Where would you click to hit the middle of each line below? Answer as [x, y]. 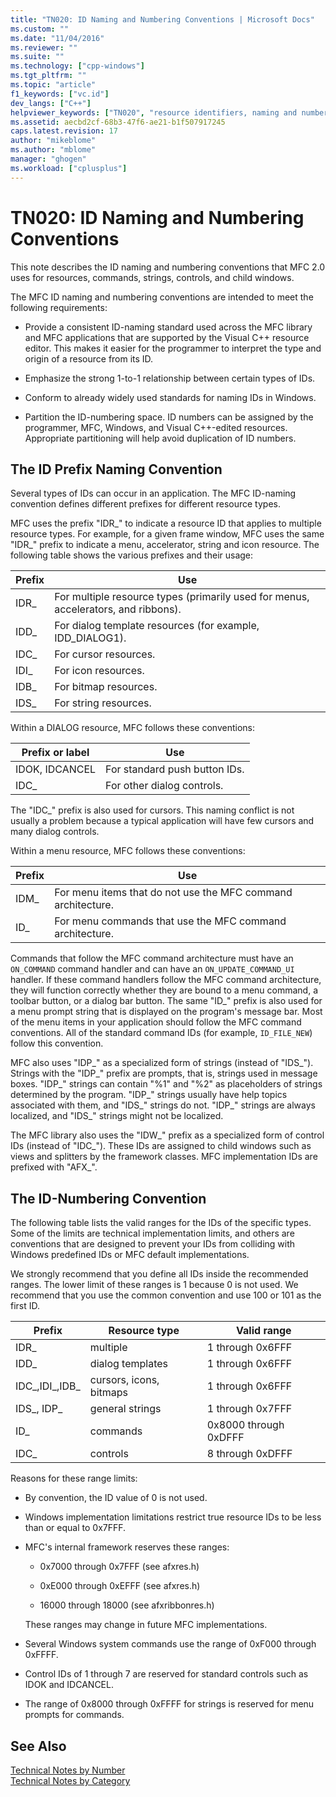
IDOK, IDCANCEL [56, 769]
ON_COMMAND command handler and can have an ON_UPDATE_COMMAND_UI [152, 969]
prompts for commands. [74, 1715]
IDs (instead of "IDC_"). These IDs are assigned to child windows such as [161, 1146]
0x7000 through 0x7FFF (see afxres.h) [119, 1567]
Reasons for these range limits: [74, 1478]
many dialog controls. [55, 832]
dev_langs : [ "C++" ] [51, 103]
